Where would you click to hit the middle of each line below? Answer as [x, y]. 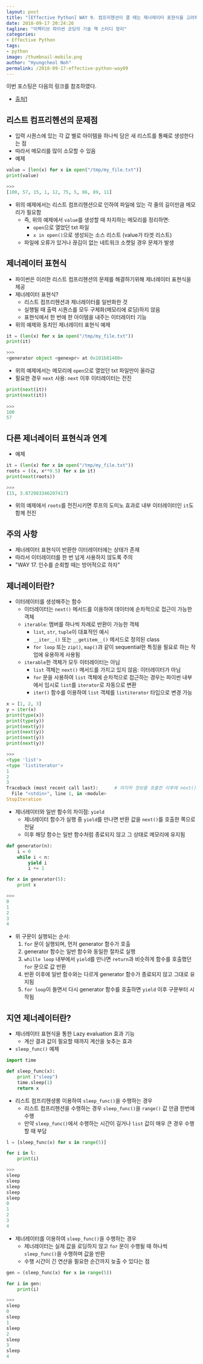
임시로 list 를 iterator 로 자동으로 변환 [91, 685]
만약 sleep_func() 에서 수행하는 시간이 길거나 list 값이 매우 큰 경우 [104, 1123]
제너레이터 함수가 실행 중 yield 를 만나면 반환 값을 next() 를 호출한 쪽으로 [110, 819]
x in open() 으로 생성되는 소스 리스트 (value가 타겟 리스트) [102, 235]
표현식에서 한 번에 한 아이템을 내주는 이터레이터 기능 [85, 317]
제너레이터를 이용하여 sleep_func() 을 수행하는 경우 [76, 1238]
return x [28, 1088]
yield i [37, 863]
